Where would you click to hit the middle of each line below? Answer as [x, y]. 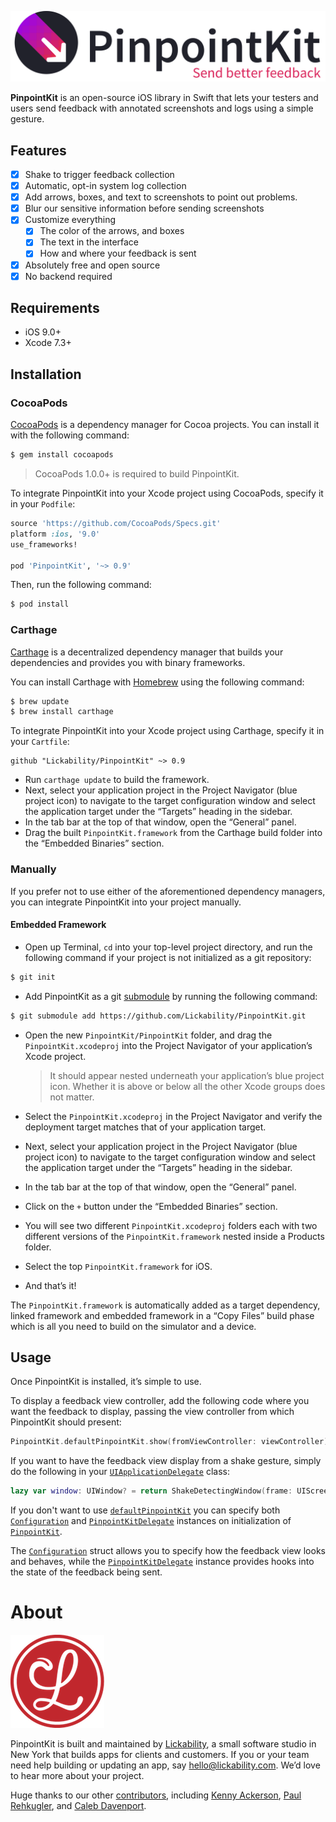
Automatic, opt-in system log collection [105, 186]
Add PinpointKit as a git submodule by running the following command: [171, 996]
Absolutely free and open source [92, 265]
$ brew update [40, 701]
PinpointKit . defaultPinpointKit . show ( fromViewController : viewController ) [169, 1442]
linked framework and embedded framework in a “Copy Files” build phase [162, 1315]
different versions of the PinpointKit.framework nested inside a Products [174, 1236]
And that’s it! [50, 1285]
